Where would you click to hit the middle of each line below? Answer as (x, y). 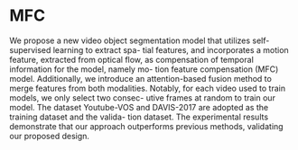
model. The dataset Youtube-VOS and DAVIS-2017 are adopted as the (139, 107)
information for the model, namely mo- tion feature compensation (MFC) (144, 69)
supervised (30, 49)
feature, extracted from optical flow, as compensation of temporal (132, 59)
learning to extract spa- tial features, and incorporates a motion (171, 49)
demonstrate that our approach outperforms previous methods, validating (146, 126)
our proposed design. (50, 136)
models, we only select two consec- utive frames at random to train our (142, 97)
